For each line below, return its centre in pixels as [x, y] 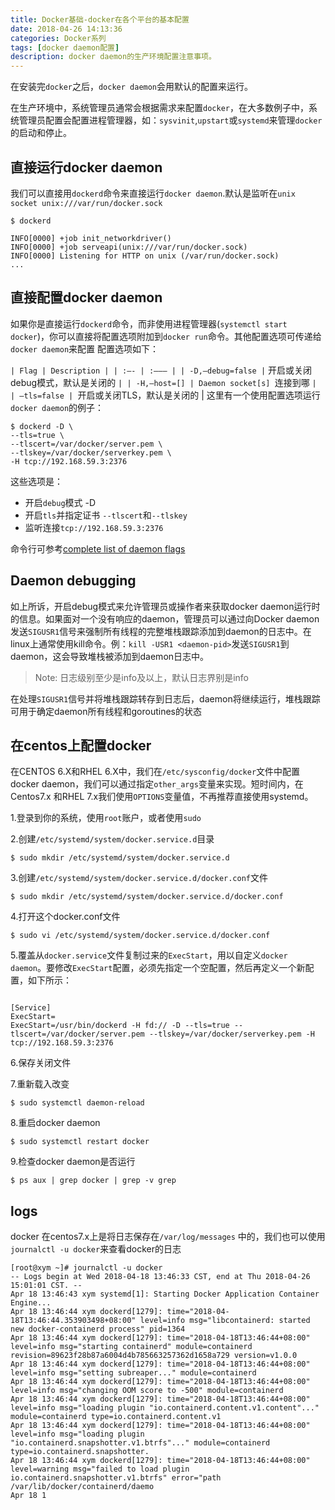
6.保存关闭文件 [41, 1063]
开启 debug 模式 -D [60, 502]
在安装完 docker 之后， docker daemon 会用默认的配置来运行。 [132, 87]
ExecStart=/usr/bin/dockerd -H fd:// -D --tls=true [120, 1026]
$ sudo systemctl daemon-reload [77, 1103]
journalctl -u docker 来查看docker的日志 [96, 1249]
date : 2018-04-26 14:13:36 [66, 29]
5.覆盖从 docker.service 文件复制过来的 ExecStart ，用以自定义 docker [149, 955]
